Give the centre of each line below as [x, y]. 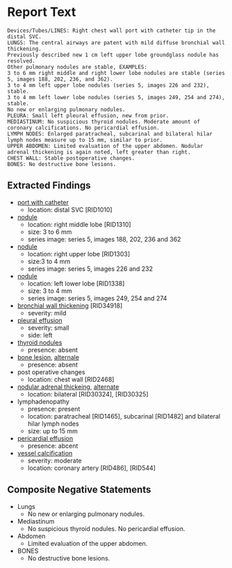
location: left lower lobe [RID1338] [76, 283]
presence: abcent [53, 446]
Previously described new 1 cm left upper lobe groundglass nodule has [113, 55]
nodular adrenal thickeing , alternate [68, 387]
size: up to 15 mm [53, 431]
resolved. [22, 61]
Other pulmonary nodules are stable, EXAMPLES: [77, 67]
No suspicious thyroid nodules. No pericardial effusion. [106, 528]
